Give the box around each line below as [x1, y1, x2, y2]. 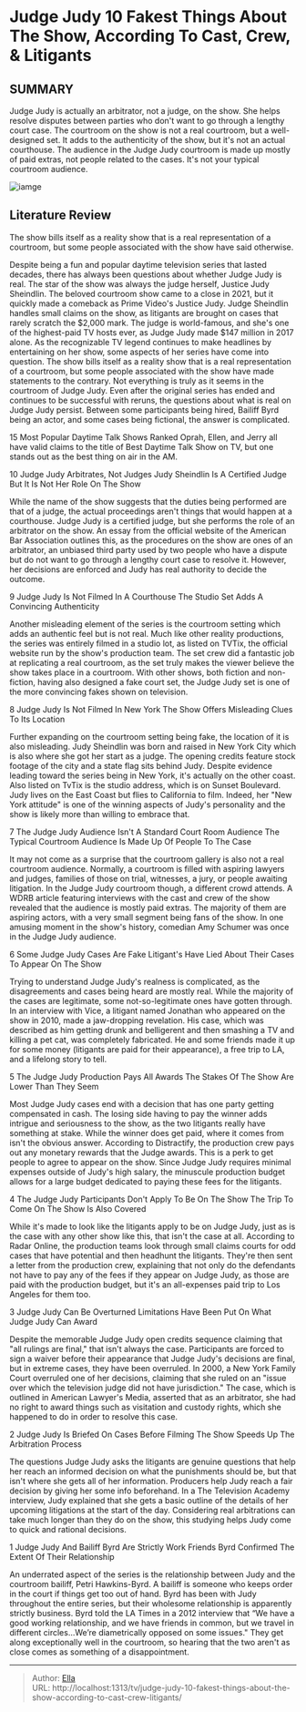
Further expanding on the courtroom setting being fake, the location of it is [9, 731, 290, 742]
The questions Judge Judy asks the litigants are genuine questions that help [9, 1456, 296, 1467]
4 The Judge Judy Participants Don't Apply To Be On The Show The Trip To [9, 1194, 294, 1205]
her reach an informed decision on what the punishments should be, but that [9, 1465, 297, 1477]
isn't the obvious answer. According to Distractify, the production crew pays [9, 1137, 294, 1148]
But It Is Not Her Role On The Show [9, 478, 141, 489]
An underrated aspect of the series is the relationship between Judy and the [9, 1569, 296, 1580]
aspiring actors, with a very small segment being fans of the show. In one [9, 911, 284, 922]
